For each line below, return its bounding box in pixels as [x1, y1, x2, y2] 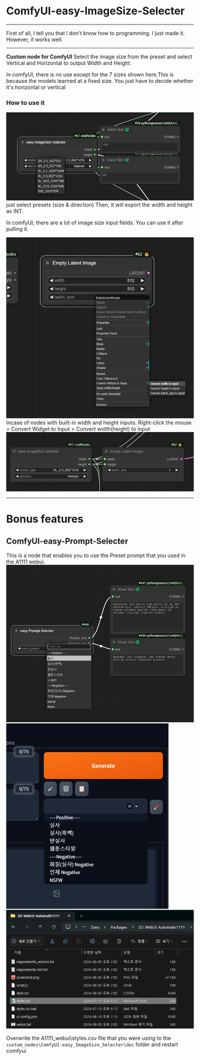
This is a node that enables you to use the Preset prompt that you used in [6, 551, 186, 559]
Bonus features [6, 512, 84, 526]
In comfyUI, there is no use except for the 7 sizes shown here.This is [6, 70, 174, 78]
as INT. [6, 207, 24, 214]
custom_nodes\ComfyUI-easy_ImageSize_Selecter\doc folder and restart [6, 1040, 179, 1048]
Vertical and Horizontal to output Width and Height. [6, 59, 132, 66]
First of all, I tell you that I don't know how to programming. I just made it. [6, 29, 185, 36]
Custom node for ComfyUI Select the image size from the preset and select [6, 53, 192, 60]
